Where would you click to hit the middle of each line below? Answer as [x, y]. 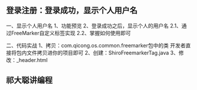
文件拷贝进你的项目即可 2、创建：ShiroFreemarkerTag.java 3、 [103, 53]
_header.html [32, 60]
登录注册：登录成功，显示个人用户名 [72, 11]
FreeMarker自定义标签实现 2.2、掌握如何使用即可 [71, 33]
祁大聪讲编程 [29, 80]
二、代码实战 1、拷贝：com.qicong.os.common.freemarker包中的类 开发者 [96, 45]
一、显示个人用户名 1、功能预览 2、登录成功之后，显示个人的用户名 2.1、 [94, 26]
